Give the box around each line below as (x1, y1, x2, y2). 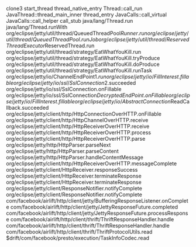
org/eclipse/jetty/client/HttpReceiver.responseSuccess (6, 166, 138, 173)
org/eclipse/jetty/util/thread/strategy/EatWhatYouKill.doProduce (6, 61, 160, 68)
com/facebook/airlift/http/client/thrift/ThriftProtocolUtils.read (6, 228, 153, 235)
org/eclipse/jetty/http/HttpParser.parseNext (6, 141, 111, 148)
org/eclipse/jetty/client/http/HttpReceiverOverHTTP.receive (6, 123, 150, 130)
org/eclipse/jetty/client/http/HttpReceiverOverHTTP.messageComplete (6, 160, 177, 167)
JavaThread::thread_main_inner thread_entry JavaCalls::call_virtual (6, 11, 167, 18)
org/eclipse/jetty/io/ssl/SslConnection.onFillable (6, 86, 122, 92)
